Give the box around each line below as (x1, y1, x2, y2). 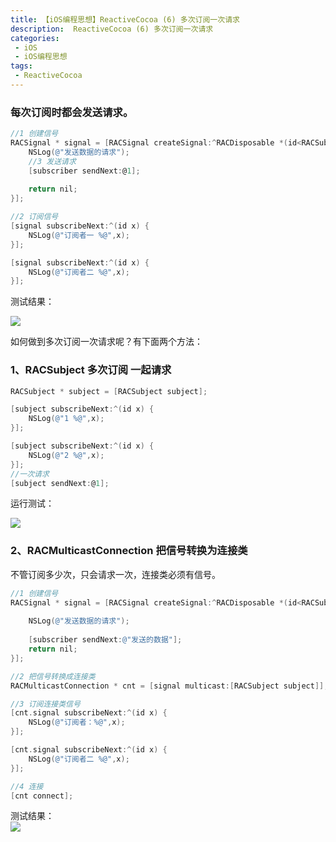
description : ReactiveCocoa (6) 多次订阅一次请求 (10, 24, 214, 34)
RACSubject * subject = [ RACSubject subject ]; (10, 386, 208, 396)
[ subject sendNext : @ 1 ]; (10, 478, 110, 488)
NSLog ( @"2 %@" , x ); (28, 450, 105, 460)
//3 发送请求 (28, 156, 77, 166)
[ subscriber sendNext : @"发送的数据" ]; (28, 635, 183, 645)
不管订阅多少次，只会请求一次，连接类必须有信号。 (10, 568, 221, 580)
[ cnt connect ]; (10, 791, 74, 801)
